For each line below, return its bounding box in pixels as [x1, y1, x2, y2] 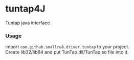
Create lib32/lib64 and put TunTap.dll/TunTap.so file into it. [5, 49, 129, 55]
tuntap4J [5, 3, 46, 15]
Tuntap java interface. [5, 20, 51, 26]
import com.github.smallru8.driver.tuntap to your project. [5, 44, 129, 50]
